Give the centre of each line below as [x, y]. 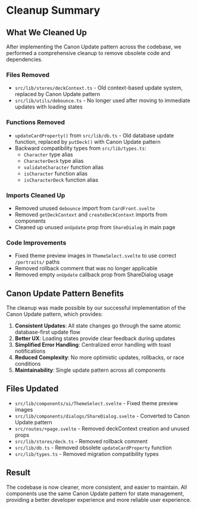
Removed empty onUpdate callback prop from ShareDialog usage [94, 274]
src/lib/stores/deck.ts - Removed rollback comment [81, 441]
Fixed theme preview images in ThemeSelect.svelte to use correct [96, 256]
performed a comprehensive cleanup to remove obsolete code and [88, 53]
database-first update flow [48, 332]
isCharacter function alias [56, 173]
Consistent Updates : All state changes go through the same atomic [98, 326]
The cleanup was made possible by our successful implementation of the [96, 308]
